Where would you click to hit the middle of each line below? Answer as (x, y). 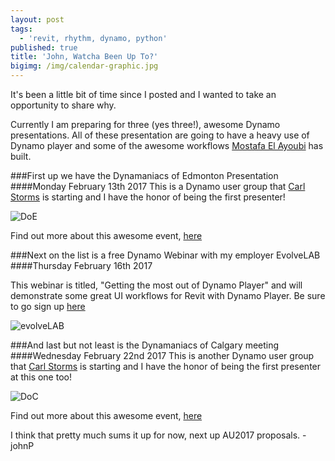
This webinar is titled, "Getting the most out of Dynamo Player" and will (156, 285)
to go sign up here (48, 306)
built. (21, 156)
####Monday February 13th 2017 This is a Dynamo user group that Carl (158, 186)
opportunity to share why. (63, 105)
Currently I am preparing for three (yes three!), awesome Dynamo (145, 124)
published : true (44, 47)
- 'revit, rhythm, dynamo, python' (93, 38)
